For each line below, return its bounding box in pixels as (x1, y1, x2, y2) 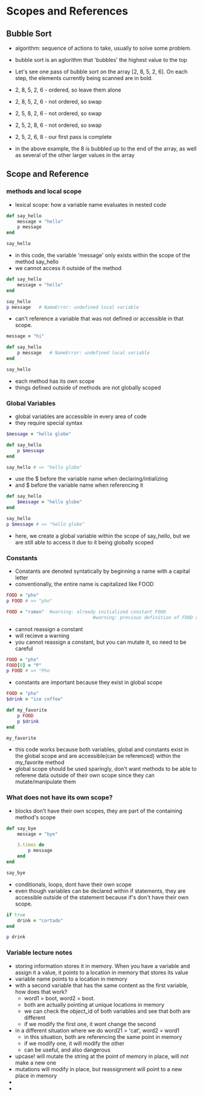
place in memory (14, 1072, 57, 1079)
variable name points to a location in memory (14, 975, 128, 983)
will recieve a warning (14, 632, 69, 639)
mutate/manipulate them (14, 778, 77, 785)
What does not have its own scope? (6, 793, 113, 802)
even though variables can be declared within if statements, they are (14, 887, 186, 895)
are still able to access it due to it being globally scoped (14, 538, 154, 546)
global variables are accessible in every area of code (14, 413, 147, 420)
